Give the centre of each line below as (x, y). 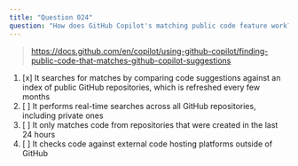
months (36, 96)
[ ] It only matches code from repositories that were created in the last (150, 124)
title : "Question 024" (51, 17)
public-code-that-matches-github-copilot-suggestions (131, 60)
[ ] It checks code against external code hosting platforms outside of (147, 144)
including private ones (63, 115)
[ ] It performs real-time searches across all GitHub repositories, (139, 106)
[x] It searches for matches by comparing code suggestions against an (151, 77)
